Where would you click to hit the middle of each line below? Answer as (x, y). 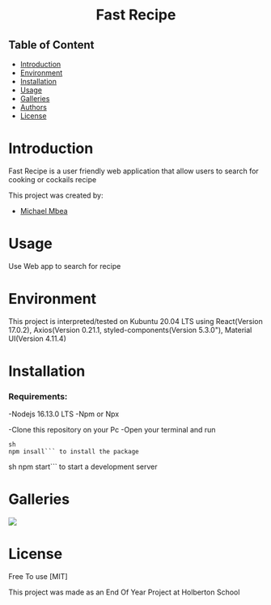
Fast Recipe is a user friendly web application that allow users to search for (133, 171)
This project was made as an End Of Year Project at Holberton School (124, 592)
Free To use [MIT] (38, 577)
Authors (33, 107)
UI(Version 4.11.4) (38, 339)
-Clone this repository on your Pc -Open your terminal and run (112, 430)
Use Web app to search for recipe (65, 266)
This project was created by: (56, 195)
